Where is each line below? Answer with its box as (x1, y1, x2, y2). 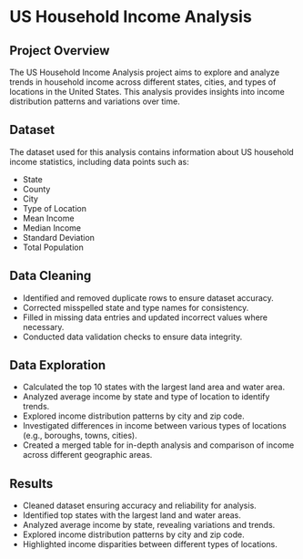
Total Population (22, 242, 84, 253)
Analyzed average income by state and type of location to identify (22, 391, 270, 402)
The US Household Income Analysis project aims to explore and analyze (9, 67, 280, 78)
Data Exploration (9, 357, 106, 373)
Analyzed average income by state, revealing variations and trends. (22, 520, 276, 531)
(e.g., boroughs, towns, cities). (22, 430, 138, 441)
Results (9, 476, 54, 492)
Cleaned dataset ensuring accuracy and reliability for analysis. (22, 500, 257, 512)
